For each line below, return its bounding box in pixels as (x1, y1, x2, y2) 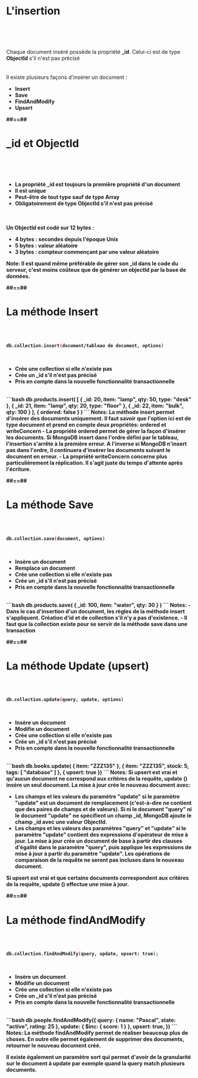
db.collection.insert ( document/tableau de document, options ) (6, 342, 164, 349)
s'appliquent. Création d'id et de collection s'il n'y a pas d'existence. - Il (6, 614, 188, 621)
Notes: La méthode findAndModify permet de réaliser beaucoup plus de (6, 1029, 188, 1037)
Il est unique (14, 187, 47, 194)
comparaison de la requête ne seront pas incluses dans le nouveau (14, 856, 184, 864)
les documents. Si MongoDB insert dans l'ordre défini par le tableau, (6, 434, 179, 441)
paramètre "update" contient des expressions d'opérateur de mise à (14, 831, 188, 839)
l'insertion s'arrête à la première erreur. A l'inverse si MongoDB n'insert (6, 440, 187, 447)
